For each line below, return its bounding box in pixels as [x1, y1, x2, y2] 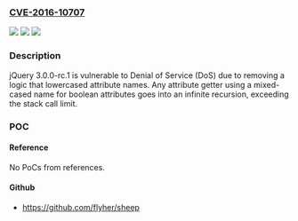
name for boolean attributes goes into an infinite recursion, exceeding [34, 89, 289, 99]
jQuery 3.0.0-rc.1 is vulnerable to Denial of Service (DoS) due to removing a [9, 69, 285, 81]
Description [9, 50, 61, 62]
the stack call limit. [9, 98, 78, 108]
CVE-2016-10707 [9, 6, 85, 19]
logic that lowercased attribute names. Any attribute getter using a [9, 79, 252, 90]
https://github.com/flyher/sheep [21, 201, 141, 212]
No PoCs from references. [9, 162, 105, 172]
